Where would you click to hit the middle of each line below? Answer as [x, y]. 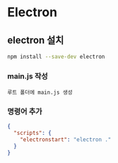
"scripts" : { [33, 133]
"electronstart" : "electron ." [66, 140]
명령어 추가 [25, 111]
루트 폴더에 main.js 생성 [40, 92]
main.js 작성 [28, 76]
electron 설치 [36, 40]
